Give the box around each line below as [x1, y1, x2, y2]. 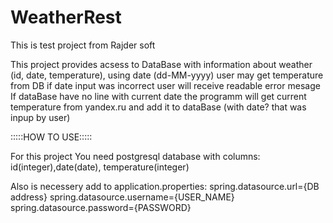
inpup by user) [10, 111, 71, 123]
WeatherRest [10, 6, 122, 29]
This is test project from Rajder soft [10, 39, 156, 51]
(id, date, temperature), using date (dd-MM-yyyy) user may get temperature [10, 69, 324, 81]
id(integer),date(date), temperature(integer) [10, 161, 190, 173]
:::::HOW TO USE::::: [10, 131, 93, 143]
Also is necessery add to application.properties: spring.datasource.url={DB [10, 180, 320, 192]
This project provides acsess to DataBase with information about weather [10, 58, 313, 70]
